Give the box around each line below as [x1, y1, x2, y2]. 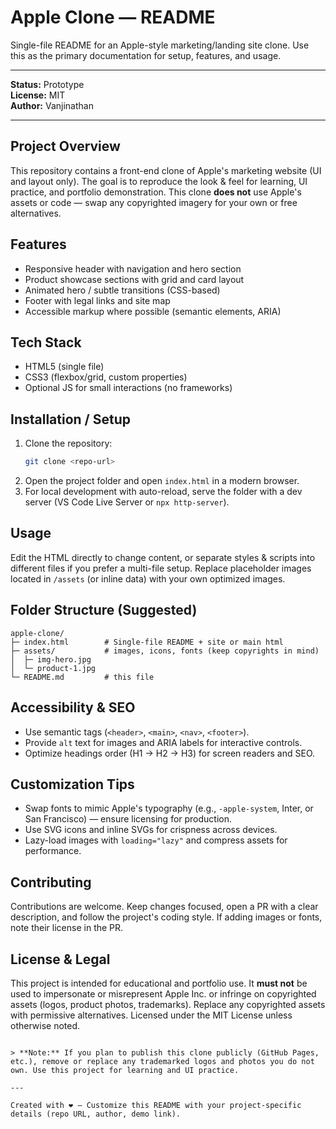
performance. [24, 845, 82, 857]
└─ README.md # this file [10, 672, 155, 682]
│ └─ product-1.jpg [10, 663, 97, 673]
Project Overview [10, 138, 121, 155]
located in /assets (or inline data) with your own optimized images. [10, 572, 286, 585]
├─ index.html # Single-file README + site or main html [10, 637, 284, 647]
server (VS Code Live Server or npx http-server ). [24, 496, 230, 508]
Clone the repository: [24, 437, 113, 450]
